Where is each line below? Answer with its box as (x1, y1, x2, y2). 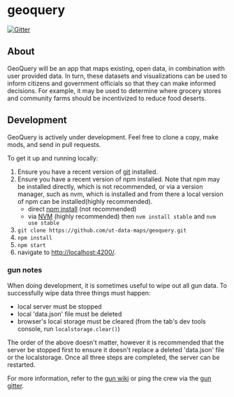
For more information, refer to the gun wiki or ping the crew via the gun (7, 374, 212, 382)
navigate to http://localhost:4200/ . (17, 248, 117, 256)
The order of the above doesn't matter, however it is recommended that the (7, 338, 224, 347)
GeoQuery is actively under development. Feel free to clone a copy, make (7, 132, 219, 141)
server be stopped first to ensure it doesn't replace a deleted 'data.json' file (7, 345, 225, 354)
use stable (27, 219, 60, 226)
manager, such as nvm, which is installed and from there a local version (17, 190, 224, 198)
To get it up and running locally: (7, 153, 98, 162)
